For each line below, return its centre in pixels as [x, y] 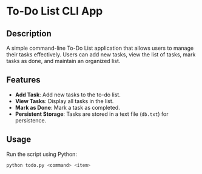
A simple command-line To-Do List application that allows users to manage [100, 48]
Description [29, 34]
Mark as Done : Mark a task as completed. [67, 107]
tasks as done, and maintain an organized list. [63, 61]
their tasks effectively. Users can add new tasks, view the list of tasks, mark [101, 55]
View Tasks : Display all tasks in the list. [64, 101]
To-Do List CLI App [55, 11]
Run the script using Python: [42, 154]
